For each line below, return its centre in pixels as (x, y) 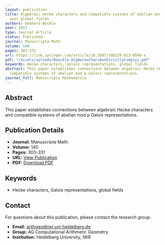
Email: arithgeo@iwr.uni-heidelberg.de (51, 227)
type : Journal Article (28, 32)
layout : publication (26, 10)
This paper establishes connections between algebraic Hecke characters (79, 110)
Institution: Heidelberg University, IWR (51, 237)
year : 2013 (16, 28)
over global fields (29, 19)
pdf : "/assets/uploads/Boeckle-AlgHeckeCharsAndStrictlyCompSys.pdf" (78, 60)
